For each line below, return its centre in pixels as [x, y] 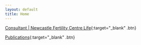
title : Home [17, 14]
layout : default [21, 9]
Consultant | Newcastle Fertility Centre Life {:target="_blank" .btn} [71, 28]
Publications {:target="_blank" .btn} [40, 37]
